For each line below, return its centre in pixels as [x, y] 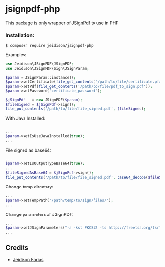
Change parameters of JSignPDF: [39, 214]
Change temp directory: [30, 187]
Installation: [20, 35]
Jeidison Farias [28, 260]
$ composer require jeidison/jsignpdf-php [49, 46]
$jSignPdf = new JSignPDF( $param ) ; [44, 100]
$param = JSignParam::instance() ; [41, 77]
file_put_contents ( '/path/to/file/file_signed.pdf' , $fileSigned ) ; [76, 109]
